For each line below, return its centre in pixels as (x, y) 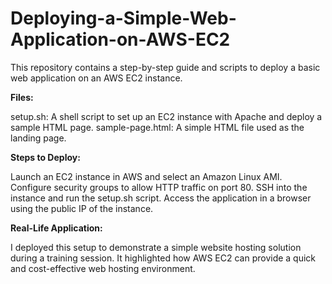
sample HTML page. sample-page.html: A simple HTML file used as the (157, 127)
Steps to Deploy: (45, 157)
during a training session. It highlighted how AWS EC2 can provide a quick (163, 258)
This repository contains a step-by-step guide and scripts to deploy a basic (165, 67)
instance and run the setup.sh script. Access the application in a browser (161, 198)
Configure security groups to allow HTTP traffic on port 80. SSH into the (159, 187)
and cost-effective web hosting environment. (103, 268)
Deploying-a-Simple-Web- (123, 18)
